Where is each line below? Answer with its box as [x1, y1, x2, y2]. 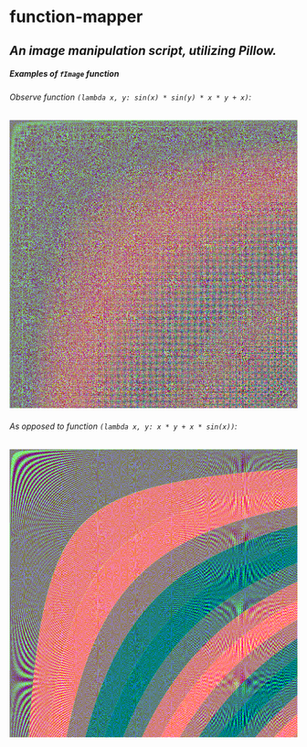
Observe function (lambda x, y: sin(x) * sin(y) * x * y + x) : [9, 91, 251, 102]
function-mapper [9, 6, 143, 27]
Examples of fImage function [9, 69, 120, 80]
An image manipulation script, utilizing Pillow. [9, 43, 277, 59]
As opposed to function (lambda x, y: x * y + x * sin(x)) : [9, 421, 238, 432]
